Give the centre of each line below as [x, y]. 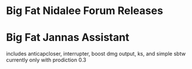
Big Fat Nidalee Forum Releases [85, 11]
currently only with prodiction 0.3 [46, 60]
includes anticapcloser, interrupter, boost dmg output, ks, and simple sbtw [96, 54]
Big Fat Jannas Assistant [68, 38]
